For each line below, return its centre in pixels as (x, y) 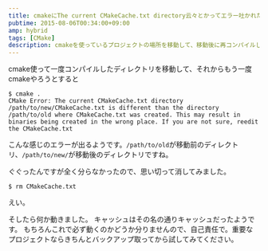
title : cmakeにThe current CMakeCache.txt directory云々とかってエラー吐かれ (132, 16)
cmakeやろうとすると (44, 79)
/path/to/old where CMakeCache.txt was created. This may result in (124, 115)
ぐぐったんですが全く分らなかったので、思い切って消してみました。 (120, 171)
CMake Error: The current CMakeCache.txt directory (96, 101)
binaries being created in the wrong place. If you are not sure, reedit (134, 122)
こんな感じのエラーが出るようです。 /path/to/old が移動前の (106, 145)
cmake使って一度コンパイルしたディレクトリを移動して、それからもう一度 (130, 69)
